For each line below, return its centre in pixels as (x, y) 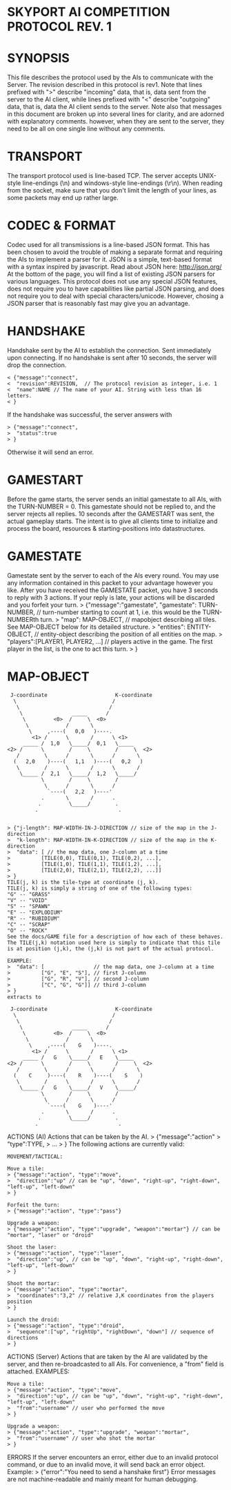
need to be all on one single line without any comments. (86, 129)
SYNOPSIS (39, 58)
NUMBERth (23, 619)
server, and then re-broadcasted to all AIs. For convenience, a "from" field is (115, 1364)
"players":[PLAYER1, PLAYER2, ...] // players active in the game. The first (110, 641)
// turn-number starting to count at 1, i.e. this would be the (119, 612)
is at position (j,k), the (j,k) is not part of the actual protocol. (111, 949)
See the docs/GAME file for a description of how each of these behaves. (115, 937)
